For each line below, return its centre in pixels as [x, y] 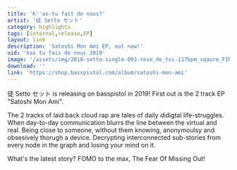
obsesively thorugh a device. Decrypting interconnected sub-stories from [114, 137]
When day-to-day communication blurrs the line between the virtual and [112, 122]
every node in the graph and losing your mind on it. [81, 145]
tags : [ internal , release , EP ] [50, 33]
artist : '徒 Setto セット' [45, 20]
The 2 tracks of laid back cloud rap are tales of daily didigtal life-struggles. [116, 115]
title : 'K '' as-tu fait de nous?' [56, 14]
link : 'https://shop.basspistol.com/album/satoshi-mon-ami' [98, 72]
